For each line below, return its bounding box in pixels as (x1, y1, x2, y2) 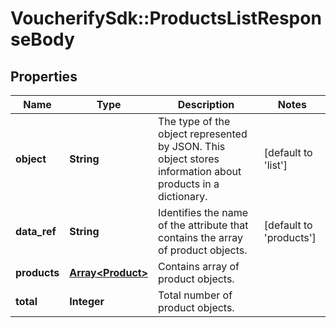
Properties (10, 68, 78, 85)
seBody (10, 28, 75, 51)
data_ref (15, 225, 57, 238)
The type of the (158, 115, 231, 128)
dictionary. (158, 190, 208, 203)
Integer (69, 295, 105, 308)
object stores (158, 152, 220, 166)
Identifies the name (158, 206, 248, 219)
